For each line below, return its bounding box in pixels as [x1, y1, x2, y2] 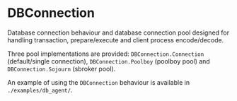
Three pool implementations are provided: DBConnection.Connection [7, 49, 204, 58]
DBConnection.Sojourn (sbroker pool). [7, 64, 116, 73]
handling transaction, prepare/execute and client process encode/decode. [7, 35, 224, 44]
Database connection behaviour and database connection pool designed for [7, 28, 230, 37]
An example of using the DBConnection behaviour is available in [7, 78, 190, 86]
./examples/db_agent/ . [7, 85, 73, 94]
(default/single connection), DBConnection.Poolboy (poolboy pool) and [7, 57, 210, 65]
